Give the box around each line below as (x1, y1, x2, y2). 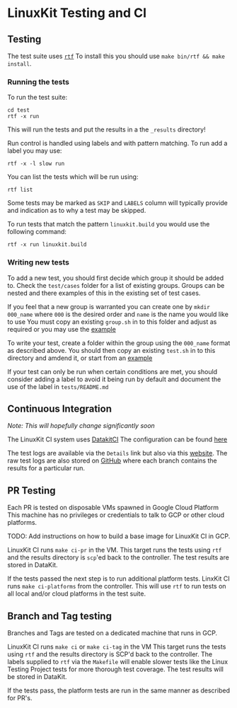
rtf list (7, 186, 33, 194)
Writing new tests (7, 257, 69, 267)
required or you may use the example (7, 325, 117, 333)
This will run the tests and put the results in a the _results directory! (7, 125, 207, 134)
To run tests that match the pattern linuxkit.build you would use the (7, 220, 210, 228)
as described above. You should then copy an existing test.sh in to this (7, 346, 216, 354)
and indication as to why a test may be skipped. (7, 207, 146, 215)
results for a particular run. (7, 464, 86, 472)
